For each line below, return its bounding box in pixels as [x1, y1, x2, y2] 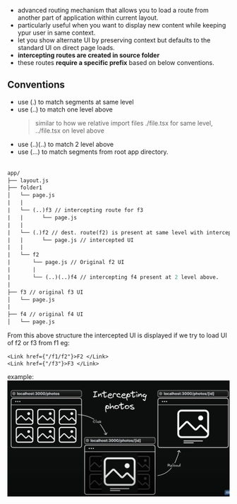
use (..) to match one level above [17, 105, 113, 114]
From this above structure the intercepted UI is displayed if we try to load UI [7, 331, 227, 340]
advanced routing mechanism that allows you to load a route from [17, 6, 209, 14]
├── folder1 [7, 184, 42, 191]
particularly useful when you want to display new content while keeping [17, 21, 226, 29]
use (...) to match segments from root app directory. [17, 148, 169, 156]
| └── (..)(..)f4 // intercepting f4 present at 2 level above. [7, 273, 219, 281]
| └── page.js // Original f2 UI [7, 259, 125, 266]
